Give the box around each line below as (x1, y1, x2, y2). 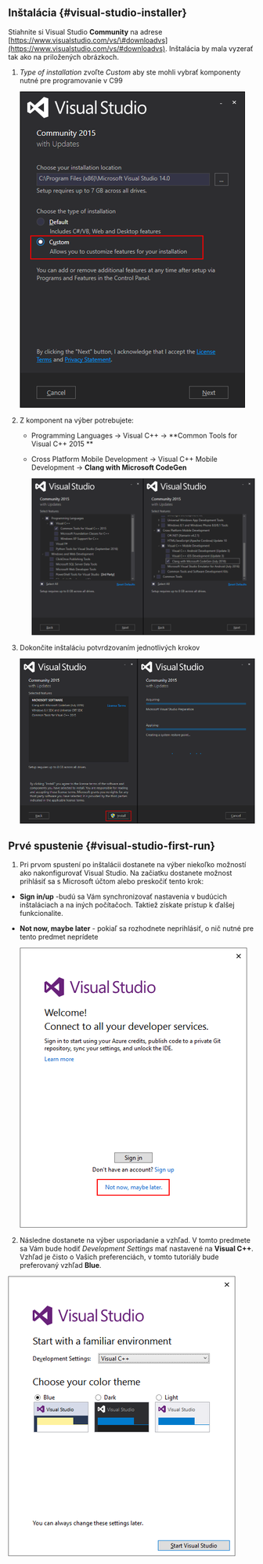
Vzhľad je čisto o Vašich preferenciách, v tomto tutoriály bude (19, 1252, 219, 1262)
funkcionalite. (19, 909, 64, 918)
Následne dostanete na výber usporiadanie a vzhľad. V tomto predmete (19, 1236, 250, 1245)
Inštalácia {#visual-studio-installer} (8, 6, 188, 20)
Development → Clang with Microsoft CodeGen (31, 463, 187, 472)
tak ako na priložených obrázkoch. (8, 52, 120, 61)
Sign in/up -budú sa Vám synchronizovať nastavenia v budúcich (19, 892, 227, 902)
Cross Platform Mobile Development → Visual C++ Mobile (31, 454, 218, 463)
